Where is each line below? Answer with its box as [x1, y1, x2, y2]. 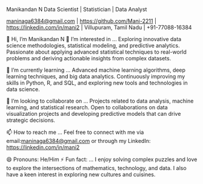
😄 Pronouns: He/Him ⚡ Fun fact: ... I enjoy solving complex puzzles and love [6, 156, 198, 163]
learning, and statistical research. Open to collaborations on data [6, 104, 168, 111]
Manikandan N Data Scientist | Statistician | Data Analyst [6, 6, 147, 13]
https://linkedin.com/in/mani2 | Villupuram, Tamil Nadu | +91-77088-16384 [6, 24, 192, 31]
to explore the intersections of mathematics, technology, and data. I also [6, 165, 187, 171]
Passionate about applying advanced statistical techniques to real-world [6, 48, 187, 56]
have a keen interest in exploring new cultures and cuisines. [6, 171, 156, 178]
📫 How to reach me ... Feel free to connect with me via [6, 128, 144, 136]
